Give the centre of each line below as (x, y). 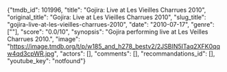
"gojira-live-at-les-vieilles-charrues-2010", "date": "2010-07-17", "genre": (111, 24)
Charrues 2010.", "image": (44, 39)
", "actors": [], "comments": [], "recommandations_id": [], (134, 53)
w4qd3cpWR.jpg (31, 53)
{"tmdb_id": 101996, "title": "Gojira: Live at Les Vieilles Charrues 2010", (107, 10)
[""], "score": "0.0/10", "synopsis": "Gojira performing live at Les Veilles (108, 32)
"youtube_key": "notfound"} (47, 61)
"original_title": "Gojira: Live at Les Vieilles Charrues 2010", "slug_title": (107, 17)
